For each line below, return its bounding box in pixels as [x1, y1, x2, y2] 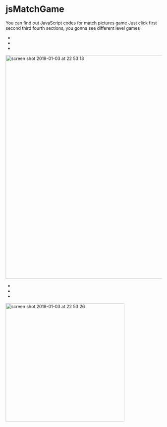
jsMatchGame [5, 3, 64, 15]
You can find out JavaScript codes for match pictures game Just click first [5, 20, 158, 26]
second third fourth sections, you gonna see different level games [5, 25, 140, 31]
